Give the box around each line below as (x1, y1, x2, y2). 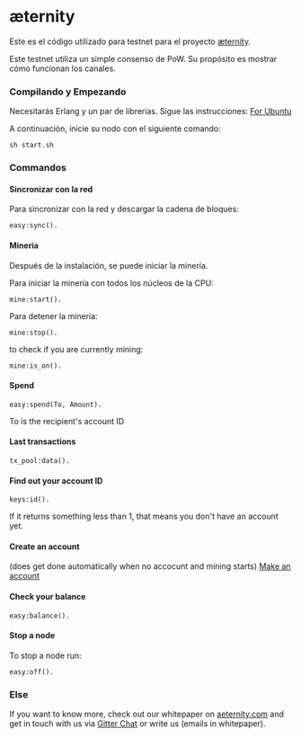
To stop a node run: (9, 650, 83, 661)
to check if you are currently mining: (9, 343, 144, 354)
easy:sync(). (9, 221, 58, 230)
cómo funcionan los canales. (9, 63, 117, 74)
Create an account (9, 541, 80, 552)
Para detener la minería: (9, 310, 98, 321)
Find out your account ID (9, 475, 103, 486)
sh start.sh (9, 141, 54, 150)
